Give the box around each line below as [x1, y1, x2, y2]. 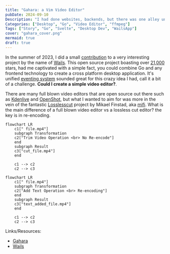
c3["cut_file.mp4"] [14, 148, 56, 154]
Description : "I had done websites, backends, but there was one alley [5, 17, 159, 22]
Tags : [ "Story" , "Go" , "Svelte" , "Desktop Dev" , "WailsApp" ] [5, 26, 137, 31]
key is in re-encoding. [5, 112, 51, 118]
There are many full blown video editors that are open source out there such [5, 90, 164, 96]
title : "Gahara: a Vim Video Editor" [5, 7, 85, 13]
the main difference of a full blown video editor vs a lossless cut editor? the [5, 107, 162, 113]
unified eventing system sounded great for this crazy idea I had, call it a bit [5, 75, 161, 81]
